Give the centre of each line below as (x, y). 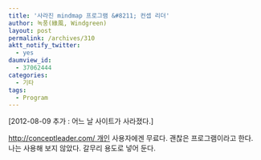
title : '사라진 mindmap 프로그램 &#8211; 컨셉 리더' (89, 16)
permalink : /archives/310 (51, 38)
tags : (17, 90)
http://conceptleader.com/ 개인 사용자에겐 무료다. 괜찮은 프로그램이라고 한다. (131, 138)
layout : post (30, 30)
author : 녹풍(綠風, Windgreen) (58, 23)
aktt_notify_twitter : (45, 46)
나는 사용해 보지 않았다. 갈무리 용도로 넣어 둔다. (82, 148)
